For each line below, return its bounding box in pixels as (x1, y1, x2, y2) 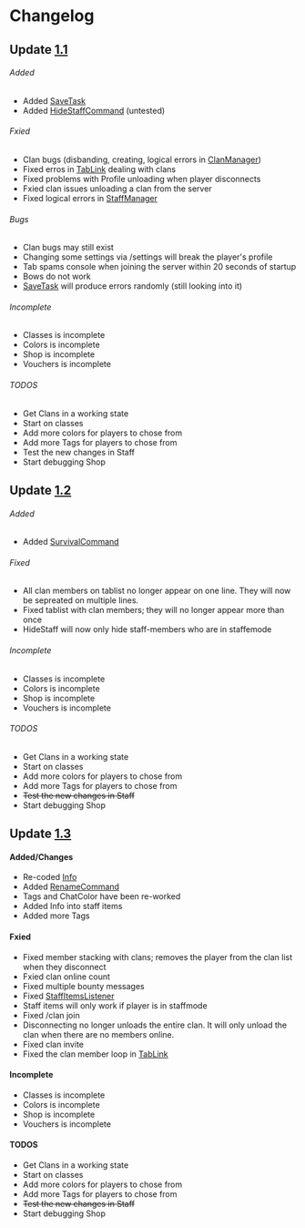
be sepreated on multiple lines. (22, 595, 139, 606)
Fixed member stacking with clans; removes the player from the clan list (22, 951, 293, 962)
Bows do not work (22, 271, 91, 282)
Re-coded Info (22, 872, 77, 883)
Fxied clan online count (22, 971, 111, 982)
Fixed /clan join (22, 1009, 80, 1020)
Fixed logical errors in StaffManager (22, 192, 158, 203)
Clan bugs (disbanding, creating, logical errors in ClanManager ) (22, 154, 262, 165)
